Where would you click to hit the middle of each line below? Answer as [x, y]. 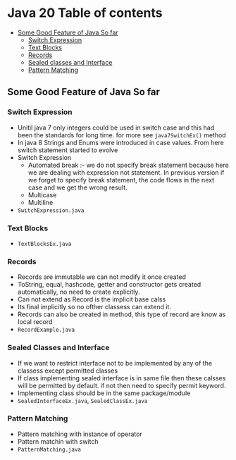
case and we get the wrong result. [78, 187]
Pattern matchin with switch [58, 441]
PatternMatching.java [49, 449]
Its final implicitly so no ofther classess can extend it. [94, 307]
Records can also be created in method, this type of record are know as [122, 314]
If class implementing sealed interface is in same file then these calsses [122, 378]
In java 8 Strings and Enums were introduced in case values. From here [120, 142]
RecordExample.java [46, 330]
